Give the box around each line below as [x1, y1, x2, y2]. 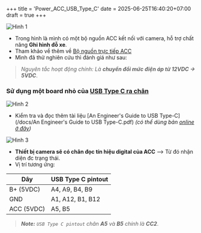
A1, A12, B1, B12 [50, 195, 101, 204]
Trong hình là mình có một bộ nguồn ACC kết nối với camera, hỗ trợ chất [14, 35, 194, 41]
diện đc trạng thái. [14, 154, 61, 162]
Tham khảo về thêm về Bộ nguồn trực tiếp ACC [14, 47, 132, 55]
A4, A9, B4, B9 [50, 186, 93, 194]
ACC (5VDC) [9, 205, 46, 213]
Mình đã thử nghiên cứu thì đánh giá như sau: [14, 54, 127, 61]
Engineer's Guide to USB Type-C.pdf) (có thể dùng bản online [41, 118, 194, 126]
